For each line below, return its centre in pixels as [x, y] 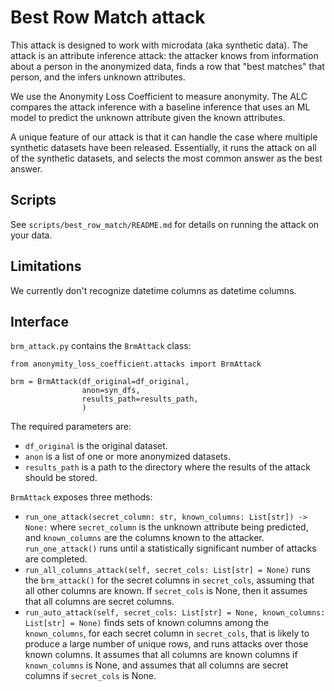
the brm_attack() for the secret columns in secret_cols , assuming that [169, 580]
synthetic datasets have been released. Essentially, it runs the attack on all [163, 147]
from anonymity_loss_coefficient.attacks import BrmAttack [136, 364]
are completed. [56, 559]
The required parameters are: [71, 427]
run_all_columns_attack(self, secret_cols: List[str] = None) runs [167, 570]
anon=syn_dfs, [111, 391]
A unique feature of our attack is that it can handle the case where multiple [164, 137]
